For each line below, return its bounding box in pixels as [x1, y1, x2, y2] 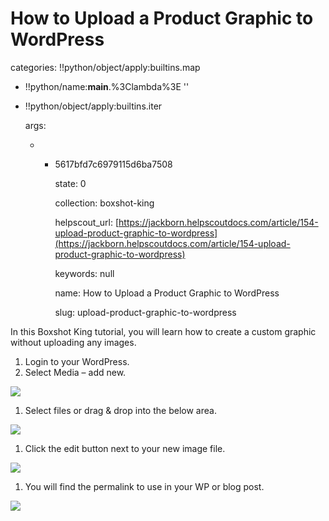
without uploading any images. [10, 336, 137, 348]
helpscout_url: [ [54, 216, 120, 228]
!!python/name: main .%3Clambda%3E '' [24, 80, 190, 92]
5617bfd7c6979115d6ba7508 [54, 158, 173, 170]
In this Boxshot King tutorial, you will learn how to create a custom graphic [10, 325, 317, 337]
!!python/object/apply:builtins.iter [24, 100, 163, 112]
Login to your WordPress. [24, 355, 130, 367]
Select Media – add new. [24, 366, 127, 378]
